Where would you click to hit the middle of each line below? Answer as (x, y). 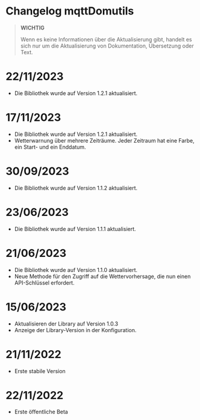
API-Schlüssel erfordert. (44, 283)
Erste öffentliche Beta (41, 412)
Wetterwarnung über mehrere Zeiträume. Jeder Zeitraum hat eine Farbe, (105, 140)
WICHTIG (32, 28)
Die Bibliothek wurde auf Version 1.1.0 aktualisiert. (76, 270)
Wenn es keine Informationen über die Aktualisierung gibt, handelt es (106, 39)
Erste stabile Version (40, 371)
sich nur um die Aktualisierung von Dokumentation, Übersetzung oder (107, 46)
